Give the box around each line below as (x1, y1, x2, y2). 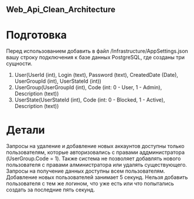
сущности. (6, 60, 32, 67)
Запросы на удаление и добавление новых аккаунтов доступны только (6, 143, 185, 150)
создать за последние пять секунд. (6, 186, 96, 193)
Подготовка (6, 28, 67, 42)
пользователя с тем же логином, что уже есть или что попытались (6, 180, 174, 187)
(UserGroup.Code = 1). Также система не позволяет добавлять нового (6, 155, 181, 162)
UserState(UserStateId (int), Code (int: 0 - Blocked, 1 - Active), (14, 96, 165, 103)
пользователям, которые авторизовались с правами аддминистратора (6, 149, 185, 156)
